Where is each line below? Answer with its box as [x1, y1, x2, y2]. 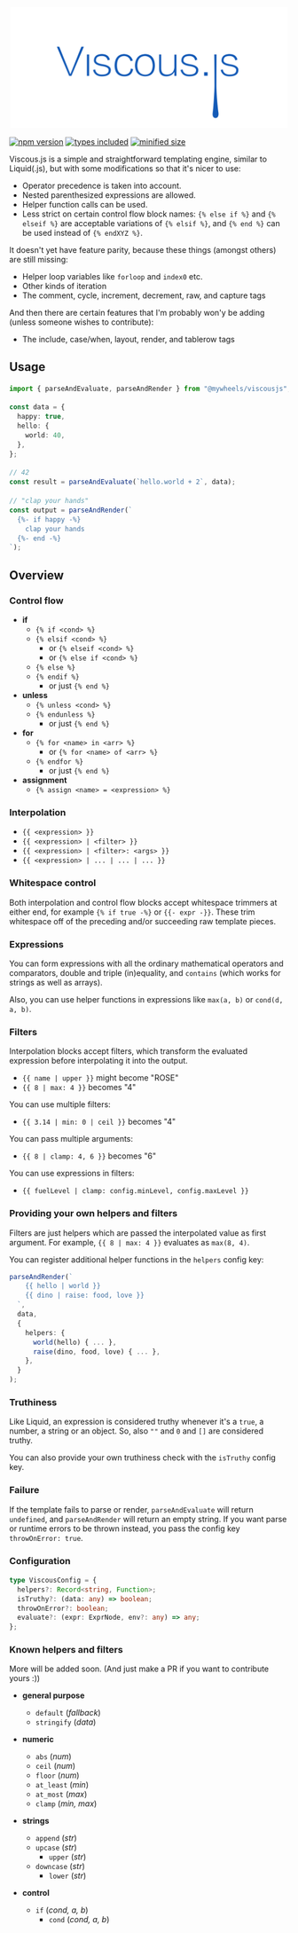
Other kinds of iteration [21, 280, 107, 291]
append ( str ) [35, 1833, 77, 1843]
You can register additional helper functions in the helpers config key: [9, 1253, 264, 1265]
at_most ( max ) [35, 1789, 88, 1800]
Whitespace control [9, 876, 97, 889]
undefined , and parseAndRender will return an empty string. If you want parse [9, 1513, 287, 1524]
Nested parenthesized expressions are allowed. [21, 189, 197, 200]
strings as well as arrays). [9, 977, 104, 987]
